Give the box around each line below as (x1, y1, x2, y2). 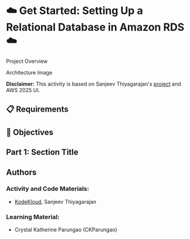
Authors (6, 167, 37, 177)
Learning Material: (6, 213, 60, 221)
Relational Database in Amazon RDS (6, 21, 185, 34)
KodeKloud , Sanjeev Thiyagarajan (14, 198, 97, 205)
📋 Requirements (6, 105, 69, 115)
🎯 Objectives (6, 127, 54, 137)
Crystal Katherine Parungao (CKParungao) (14, 226, 117, 233)
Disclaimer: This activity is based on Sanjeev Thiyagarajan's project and (6, 80, 182, 87)
